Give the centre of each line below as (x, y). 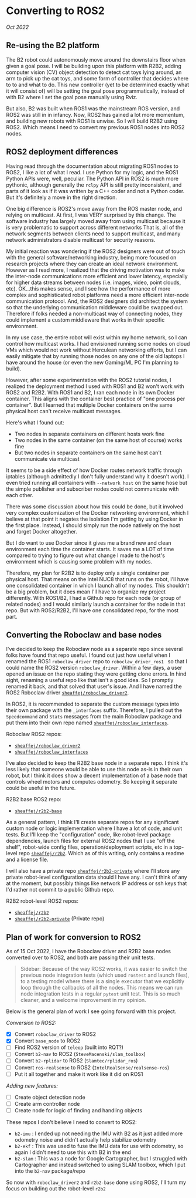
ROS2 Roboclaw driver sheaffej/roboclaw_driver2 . (68, 693)
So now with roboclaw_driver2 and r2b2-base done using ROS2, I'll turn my (96, 1182)
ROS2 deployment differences (62, 152)
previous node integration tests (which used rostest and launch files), (105, 975)
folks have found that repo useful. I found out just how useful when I (88, 655)
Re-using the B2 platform (53, 45)
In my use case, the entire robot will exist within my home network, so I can (97, 337)
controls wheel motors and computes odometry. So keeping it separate (92, 782)
